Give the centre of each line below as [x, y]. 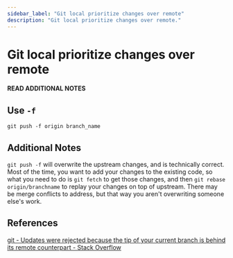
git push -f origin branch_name [54, 127]
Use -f [22, 110]
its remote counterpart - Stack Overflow [64, 247]
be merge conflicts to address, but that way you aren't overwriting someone [116, 194]
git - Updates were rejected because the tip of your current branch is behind [116, 240]
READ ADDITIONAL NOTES [46, 88]
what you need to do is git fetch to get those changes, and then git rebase [116, 179]
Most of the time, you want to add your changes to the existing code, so [110, 172]
